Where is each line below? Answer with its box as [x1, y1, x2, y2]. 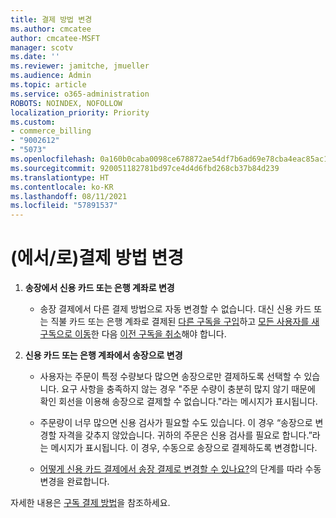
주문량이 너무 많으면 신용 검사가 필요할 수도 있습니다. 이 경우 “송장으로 [39, 417, 313, 429]
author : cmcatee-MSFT [10, 33, 101, 43]
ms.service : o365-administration [10, 89, 150, 99]
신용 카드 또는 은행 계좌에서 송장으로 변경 [24, 349, 183, 361]
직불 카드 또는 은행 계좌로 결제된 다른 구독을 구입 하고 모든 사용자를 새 [50, 316, 320, 328]
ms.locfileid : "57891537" [10, 201, 118, 211]
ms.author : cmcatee [10, 24, 92, 34]
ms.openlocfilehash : [10, 154, 97, 164]
